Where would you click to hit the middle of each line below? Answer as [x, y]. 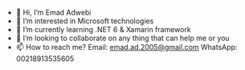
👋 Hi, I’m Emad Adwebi [53, 12]
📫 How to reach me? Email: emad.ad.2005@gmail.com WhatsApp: [127, 47]
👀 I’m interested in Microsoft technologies [85, 21]
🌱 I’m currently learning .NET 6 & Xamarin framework [103, 29]
